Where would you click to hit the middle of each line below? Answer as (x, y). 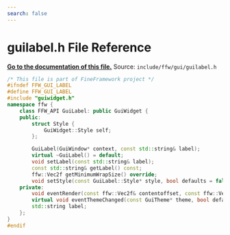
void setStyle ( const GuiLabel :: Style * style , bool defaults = (122, 181)
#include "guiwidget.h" (41, 98)
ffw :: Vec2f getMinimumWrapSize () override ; (94, 175)
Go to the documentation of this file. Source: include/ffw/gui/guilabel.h (112, 67)
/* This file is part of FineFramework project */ (81, 79)
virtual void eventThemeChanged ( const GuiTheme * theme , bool (121, 200)
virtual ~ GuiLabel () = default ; (78, 155)
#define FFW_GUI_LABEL (39, 92)
